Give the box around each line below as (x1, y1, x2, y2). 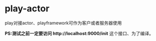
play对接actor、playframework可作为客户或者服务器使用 (5, 20, 122, 26)
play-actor (5, 3, 50, 14)
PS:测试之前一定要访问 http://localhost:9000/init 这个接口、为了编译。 (5, 30, 154, 36)
